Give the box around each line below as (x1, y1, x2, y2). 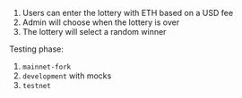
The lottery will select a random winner (22, 27, 167, 37)
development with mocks (22, 70, 112, 81)
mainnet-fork (22, 62, 72, 71)
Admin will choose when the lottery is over (22, 17, 180, 28)
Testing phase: (9, 44, 65, 54)
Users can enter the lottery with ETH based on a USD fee (22, 8, 234, 18)
